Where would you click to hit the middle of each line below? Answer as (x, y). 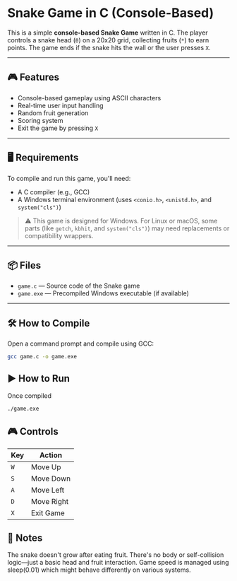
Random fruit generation (53, 113)
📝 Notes (25, 538)
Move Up (46, 466)
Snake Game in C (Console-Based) (111, 13)
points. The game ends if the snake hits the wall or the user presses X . (109, 47)
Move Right (50, 501)
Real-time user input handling (60, 105)
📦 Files (24, 265)
